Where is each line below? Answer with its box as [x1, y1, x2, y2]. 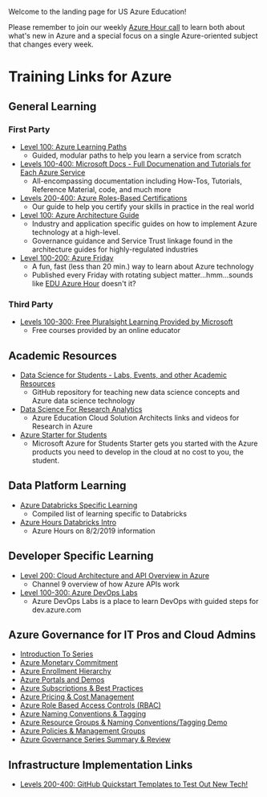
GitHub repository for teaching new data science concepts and [31, 387, 241, 396]
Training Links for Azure [8, 68, 172, 86]
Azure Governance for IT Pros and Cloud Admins [8, 628, 257, 642]
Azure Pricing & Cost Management [19, 692, 135, 702]
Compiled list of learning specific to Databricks [31, 508, 187, 518]
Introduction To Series [19, 649, 94, 659]
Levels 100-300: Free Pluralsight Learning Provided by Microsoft [19, 317, 233, 327]
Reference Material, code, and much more [31, 184, 172, 194]
